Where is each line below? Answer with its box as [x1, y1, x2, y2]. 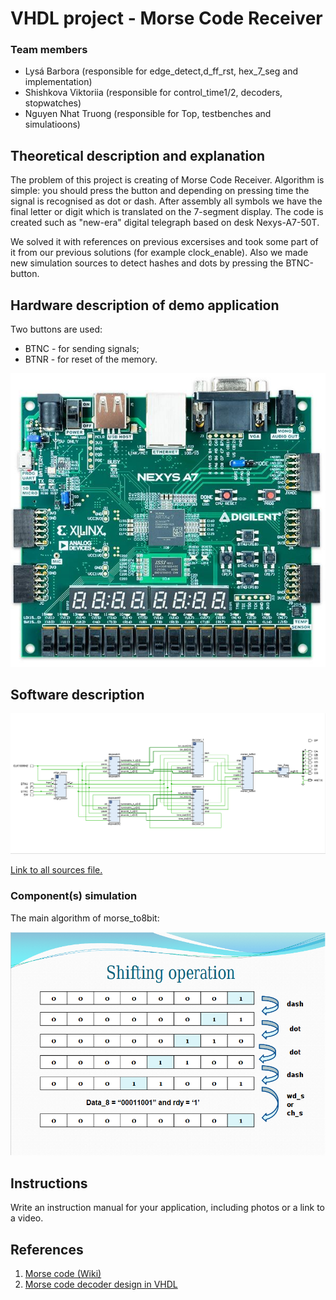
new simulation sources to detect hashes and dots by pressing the [10, 257, 284, 269]
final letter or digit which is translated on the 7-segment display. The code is [10, 206, 324, 218]
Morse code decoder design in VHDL [24, 1278, 178, 1290]
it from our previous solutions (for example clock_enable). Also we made [10, 247, 309, 259]
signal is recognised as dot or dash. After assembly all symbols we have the [10, 195, 323, 207]
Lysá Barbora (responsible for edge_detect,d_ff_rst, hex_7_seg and [24, 65, 298, 77]
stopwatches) [24, 97, 82, 109]
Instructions [10, 1175, 88, 1192]
